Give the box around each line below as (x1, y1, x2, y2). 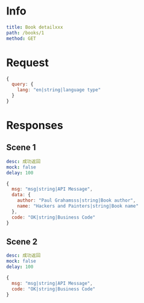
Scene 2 (6, 237, 38, 247)
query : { (11, 81, 34, 88)
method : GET (6, 35, 36, 42)
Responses (6, 119, 63, 132)
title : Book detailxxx (6, 24, 63, 30)
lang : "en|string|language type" (17, 87, 101, 93)
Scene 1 (6, 142, 36, 153)
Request (6, 56, 49, 69)
